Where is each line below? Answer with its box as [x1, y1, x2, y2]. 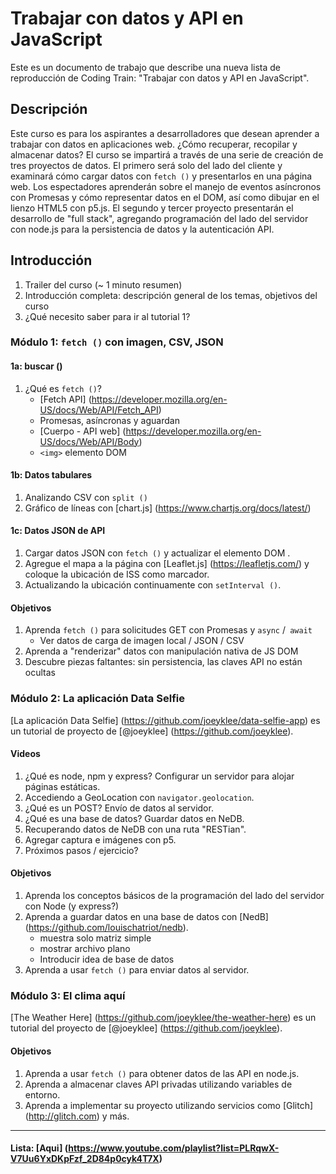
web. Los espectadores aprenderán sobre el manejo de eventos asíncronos [10, 180, 322, 192]
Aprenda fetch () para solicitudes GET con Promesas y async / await [24, 624, 313, 636]
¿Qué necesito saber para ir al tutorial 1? [24, 310, 191, 322]
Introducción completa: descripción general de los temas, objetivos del [24, 289, 318, 301]
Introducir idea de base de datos [39, 953, 175, 965]
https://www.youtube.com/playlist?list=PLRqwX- [68, 1142, 280, 1154]
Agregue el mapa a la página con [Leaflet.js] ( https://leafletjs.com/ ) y [24, 558, 310, 570]
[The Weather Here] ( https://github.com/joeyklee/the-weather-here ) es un [10, 1012, 317, 1024]
